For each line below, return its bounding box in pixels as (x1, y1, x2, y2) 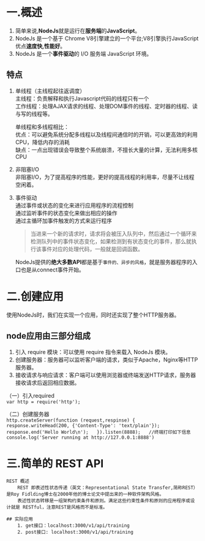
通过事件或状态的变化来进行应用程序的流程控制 (15, 202, 133, 209)
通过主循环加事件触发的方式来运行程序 (15, 217, 112, 224)
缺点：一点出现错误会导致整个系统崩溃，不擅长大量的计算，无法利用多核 (15, 146, 198, 153)
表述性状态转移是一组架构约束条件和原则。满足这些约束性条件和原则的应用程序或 (17, 497, 191, 504)
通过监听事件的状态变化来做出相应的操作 (15, 209, 117, 216)
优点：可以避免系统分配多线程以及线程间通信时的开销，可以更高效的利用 (15, 131, 198, 138)
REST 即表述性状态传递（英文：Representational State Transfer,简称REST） (17, 485, 198, 491)
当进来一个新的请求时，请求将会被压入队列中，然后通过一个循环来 (30, 230, 197, 237)
